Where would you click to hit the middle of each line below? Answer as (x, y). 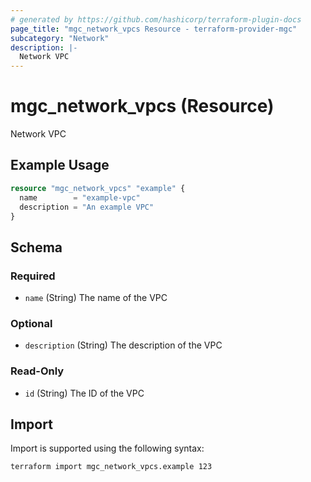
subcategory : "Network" (60, 38)
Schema (36, 247)
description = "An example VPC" (87, 207)
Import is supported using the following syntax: (107, 448)
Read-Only (37, 371)
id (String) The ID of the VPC (84, 393)
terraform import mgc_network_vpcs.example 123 (111, 467)
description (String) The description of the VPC (123, 345)
